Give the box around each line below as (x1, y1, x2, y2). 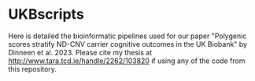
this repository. (8, 64, 57, 73)
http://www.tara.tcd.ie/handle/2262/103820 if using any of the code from (8, 56, 246, 65)
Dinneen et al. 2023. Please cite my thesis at (8, 48, 153, 57)
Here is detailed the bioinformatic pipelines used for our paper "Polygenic (8, 31, 247, 40)
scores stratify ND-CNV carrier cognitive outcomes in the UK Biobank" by (8, 39, 248, 48)
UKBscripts (8, 5, 84, 23)
